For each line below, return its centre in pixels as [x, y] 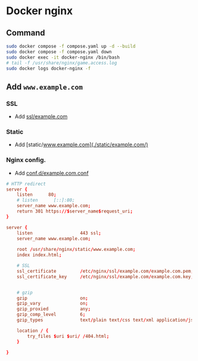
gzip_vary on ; [52, 304]
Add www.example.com [44, 87]
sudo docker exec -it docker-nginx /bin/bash [63, 57]
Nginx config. [26, 160]
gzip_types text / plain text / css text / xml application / [103, 320]
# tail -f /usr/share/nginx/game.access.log [62, 63]
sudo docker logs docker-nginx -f [49, 68]
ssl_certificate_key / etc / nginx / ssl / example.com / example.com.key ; [105, 276]
